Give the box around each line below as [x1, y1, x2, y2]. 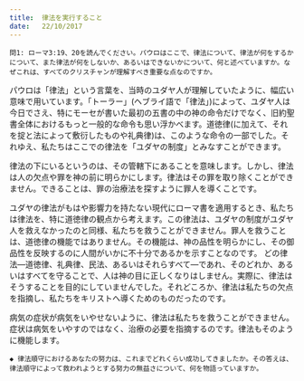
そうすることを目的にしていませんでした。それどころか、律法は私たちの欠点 [9, 281, 294, 292]
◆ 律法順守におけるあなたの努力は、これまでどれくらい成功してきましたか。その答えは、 [9, 354, 293, 363]
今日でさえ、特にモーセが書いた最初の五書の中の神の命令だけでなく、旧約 [9, 107, 287, 118]
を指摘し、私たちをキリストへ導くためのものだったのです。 [9, 292, 231, 303]
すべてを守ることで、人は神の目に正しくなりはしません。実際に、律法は [24, 270, 293, 281]
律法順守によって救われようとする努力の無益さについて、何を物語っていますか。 [9, 364, 264, 373]
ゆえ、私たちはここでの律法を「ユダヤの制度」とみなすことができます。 [16, 141, 287, 152]
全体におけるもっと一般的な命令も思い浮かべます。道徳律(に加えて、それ [16, 119, 289, 129]
